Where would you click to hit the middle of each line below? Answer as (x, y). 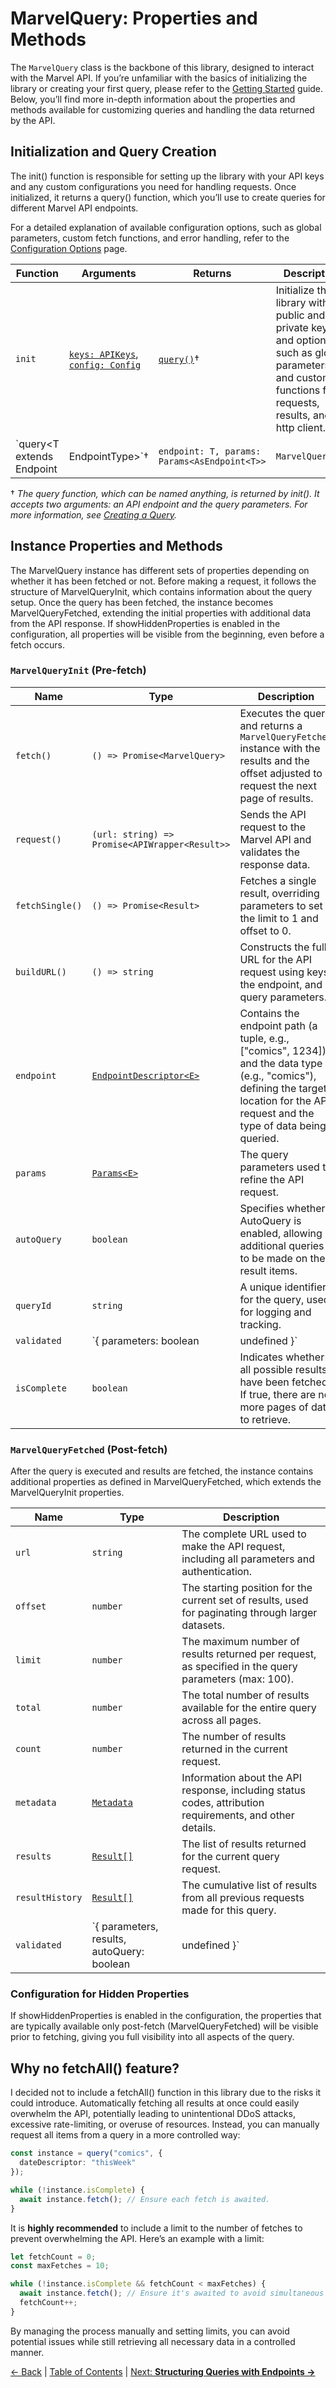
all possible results (283, 1369)
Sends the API (273, 814)
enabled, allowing (281, 1233)
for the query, (272, 1299)
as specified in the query (239, 1667)
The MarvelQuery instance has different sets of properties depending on (160, 570)
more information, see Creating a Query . (94, 514)
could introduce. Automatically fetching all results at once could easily (155, 2103)
